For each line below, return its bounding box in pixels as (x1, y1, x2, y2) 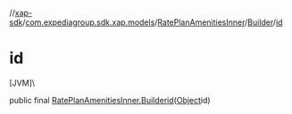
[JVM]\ (9, 77, 36, 88)
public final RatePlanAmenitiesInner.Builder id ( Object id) (9, 94, 212, 105)
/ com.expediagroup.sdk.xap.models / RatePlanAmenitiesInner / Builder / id (21, 17, 283, 28)
